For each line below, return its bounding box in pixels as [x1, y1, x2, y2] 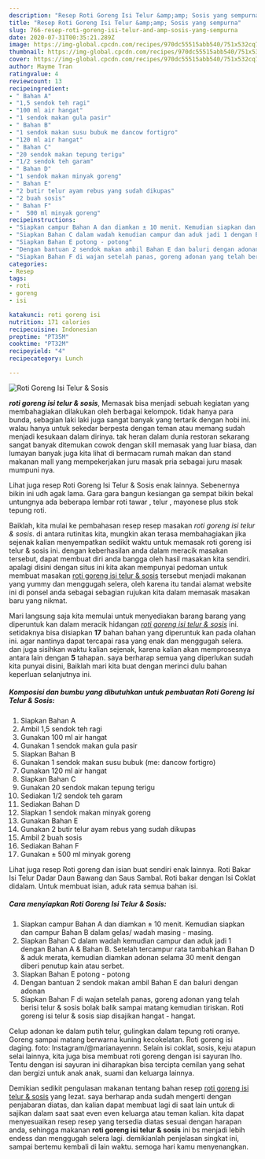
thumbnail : [9, 48, 45, 56]
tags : [9, 274, 27, 283]
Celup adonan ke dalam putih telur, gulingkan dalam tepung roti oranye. [9, 1026, 241, 1036]
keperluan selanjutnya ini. [9, 669, 92, 679]
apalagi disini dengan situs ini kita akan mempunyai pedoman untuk [9, 562, 228, 572]
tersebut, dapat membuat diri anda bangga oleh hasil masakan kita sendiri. [9, 554, 251, 563]
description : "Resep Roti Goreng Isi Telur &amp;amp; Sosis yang [9, 11, 227, 20]
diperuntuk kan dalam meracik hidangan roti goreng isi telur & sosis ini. [9, 619, 239, 629]
